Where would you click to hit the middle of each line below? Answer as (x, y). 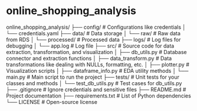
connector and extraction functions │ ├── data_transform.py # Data (89, 58)
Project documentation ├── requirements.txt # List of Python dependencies (99, 96)
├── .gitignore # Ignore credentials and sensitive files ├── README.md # (96, 89)
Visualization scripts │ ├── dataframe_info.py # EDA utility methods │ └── (97, 70)
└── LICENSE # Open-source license (52, 102)
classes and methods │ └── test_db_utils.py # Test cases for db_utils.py (94, 83)
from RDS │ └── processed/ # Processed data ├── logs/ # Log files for (93, 39)
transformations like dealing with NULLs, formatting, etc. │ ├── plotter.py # (98, 64)
